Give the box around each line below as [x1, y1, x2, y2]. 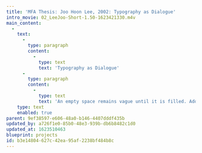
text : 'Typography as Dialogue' [38, 64, 120, 71]
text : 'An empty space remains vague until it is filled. [38, 98, 187, 104]
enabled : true [17, 110, 52, 116]
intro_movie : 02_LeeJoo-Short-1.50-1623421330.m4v [6, 14, 136, 20]
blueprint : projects [6, 132, 58, 139]
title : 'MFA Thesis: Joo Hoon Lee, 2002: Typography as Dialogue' [6, 8, 176, 15]
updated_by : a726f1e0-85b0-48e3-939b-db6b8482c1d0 [6, 121, 136, 127]
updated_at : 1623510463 [6, 126, 66, 133]
